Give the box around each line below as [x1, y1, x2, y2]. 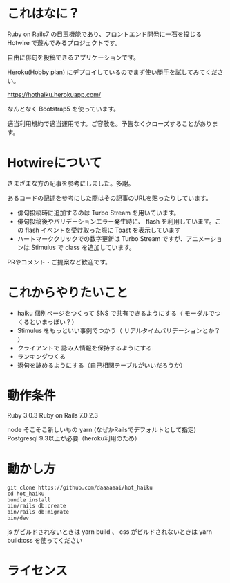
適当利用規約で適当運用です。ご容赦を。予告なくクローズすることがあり [7, 119, 212, 127]
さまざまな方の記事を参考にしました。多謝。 [7, 179, 135, 187]
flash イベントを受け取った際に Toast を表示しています [25, 226, 181, 234]
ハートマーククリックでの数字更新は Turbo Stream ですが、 [17, 234, 186, 242]
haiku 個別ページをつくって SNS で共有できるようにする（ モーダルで [17, 309, 215, 317]
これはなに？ [7, 6, 81, 21]
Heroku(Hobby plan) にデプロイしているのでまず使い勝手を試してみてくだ [7, 68, 218, 76]
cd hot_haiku [7, 490, 45, 497]
